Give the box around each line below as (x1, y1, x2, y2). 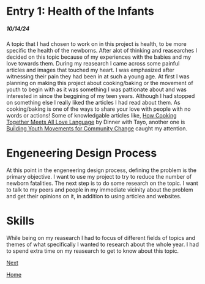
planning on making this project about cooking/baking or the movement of (6, 80, 194, 87)
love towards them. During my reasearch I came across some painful (6, 60, 180, 67)
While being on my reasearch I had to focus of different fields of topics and (6, 234, 196, 242)
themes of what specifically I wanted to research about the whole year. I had (6, 241, 199, 248)
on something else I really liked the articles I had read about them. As (6, 99, 181, 106)
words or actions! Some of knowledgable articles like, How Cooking (6, 112, 177, 119)
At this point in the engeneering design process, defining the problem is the (6, 166, 197, 174)
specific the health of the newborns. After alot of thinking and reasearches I (6, 47, 198, 54)
